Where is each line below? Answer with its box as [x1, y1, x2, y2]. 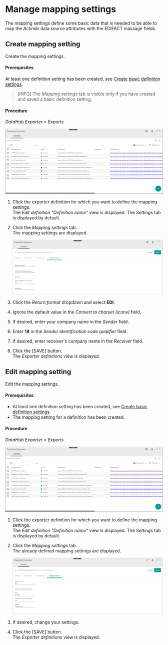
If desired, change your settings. [12, 619, 79, 625]
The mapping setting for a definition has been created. [12, 414, 125, 420]
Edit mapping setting [5, 368, 71, 376]
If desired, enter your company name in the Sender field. [12, 318, 129, 325]
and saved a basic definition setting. [17, 96, 92, 102]
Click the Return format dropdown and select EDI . [12, 299, 115, 305]
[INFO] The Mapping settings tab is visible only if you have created [17, 91, 155, 97]
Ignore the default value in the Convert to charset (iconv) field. [12, 309, 141, 315]
